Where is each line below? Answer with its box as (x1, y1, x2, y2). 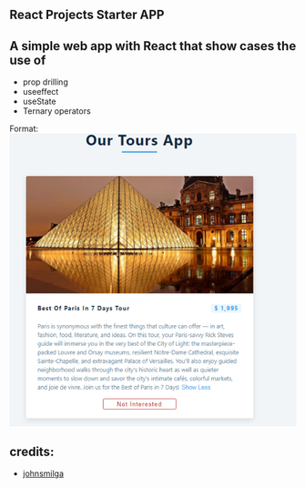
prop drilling (22, 76, 68, 87)
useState (22, 96, 56, 107)
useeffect (22, 86, 59, 97)
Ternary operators (22, 106, 91, 117)
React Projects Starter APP (9, 7, 165, 23)
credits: (9, 444, 55, 460)
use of (9, 52, 46, 67)
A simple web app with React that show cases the (9, 38, 297, 54)
